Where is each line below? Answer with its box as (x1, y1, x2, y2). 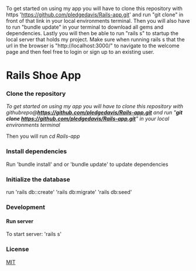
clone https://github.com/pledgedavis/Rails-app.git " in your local (6, 115, 170, 122)
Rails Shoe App (6, 69, 81, 82)
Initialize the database (6, 175, 70, 183)
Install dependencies (6, 147, 67, 155)
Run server (6, 217, 34, 224)
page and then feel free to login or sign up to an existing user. (6, 48, 154, 55)
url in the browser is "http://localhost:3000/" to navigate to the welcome (6, 42, 180, 49)
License (6, 245, 29, 253)
